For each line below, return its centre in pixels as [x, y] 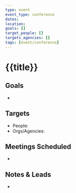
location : [15, 24]
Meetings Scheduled [38, 147]
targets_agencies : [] [28, 38]
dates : [12, 19]
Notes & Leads [28, 174]
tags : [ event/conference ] [32, 43]
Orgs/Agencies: [28, 131]
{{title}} [22, 67]
